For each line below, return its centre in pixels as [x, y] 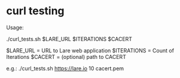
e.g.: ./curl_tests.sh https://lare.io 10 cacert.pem [65, 68]
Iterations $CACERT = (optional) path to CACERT [66, 57]
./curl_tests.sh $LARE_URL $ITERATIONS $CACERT [69, 39]
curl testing [35, 11]
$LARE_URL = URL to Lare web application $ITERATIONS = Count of [90, 50]
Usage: [15, 27]
